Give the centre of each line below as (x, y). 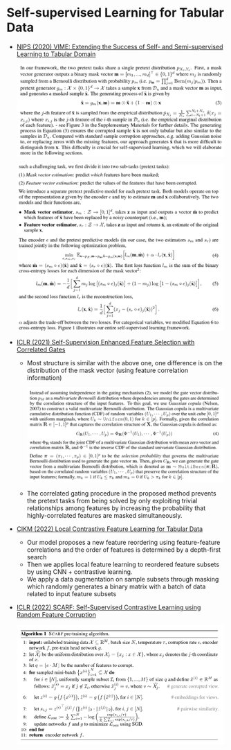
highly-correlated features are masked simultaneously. (104, 516)
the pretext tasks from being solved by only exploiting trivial (112, 501)
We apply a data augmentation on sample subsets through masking (123, 579)
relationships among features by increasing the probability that (116, 508)
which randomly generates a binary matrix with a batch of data (116, 586)
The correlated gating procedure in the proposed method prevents (121, 494)
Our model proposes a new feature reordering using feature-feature (123, 543)
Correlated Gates (41, 350)
